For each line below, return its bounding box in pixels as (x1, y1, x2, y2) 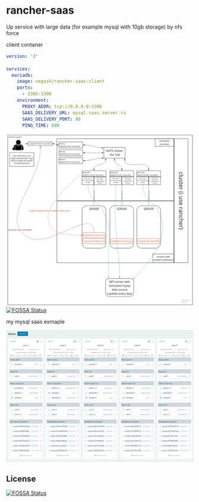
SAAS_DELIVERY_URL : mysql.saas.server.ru (21, 109, 127, 116)
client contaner (6, 41, 43, 48)
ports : (17, 84, 33, 91)
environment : (17, 98, 49, 103)
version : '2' (6, 53, 39, 59)
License (6, 473, 36, 484)
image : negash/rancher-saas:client (17, 79, 105, 84)
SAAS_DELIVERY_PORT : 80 (21, 116, 81, 122)
